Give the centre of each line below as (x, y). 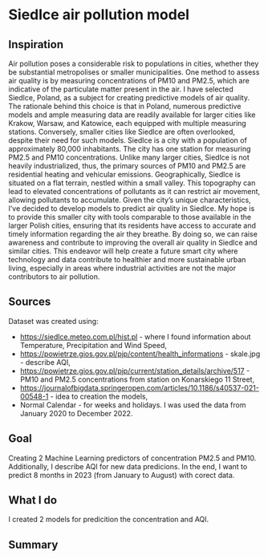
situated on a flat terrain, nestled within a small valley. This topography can (132, 183)
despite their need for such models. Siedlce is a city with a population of (128, 140)
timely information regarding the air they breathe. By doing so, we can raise (133, 234)
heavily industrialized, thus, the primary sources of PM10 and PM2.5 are (127, 166)
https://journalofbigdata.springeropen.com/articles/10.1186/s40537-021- (139, 387)
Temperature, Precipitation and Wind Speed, (93, 345)
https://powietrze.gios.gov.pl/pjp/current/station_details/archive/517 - (135, 371)
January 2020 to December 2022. (76, 413)
